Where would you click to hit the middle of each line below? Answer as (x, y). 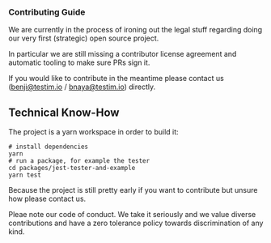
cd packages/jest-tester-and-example (72, 168)
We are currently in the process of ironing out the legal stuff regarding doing (135, 30)
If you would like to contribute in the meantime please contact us (116, 79)
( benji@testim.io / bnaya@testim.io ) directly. (82, 87)
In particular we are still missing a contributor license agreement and (123, 54)
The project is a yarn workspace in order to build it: (94, 132)
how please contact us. (47, 199)
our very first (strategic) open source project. (84, 38)
